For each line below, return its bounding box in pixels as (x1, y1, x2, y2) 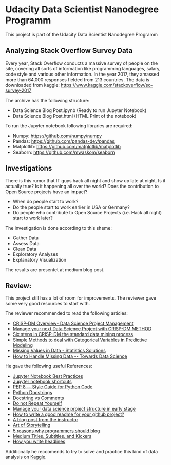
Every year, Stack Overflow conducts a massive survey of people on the (5, 60, 158, 66)
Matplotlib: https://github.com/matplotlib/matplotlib (12, 143, 121, 150)
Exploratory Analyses (12, 251, 58, 257)
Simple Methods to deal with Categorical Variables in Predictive (12, 337, 147, 343)
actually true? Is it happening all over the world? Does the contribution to (5, 183, 159, 189)
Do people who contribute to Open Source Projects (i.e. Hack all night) (12, 209, 162, 215)
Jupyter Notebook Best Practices (12, 373, 83, 379)
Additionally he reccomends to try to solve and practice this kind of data (5, 449, 158, 455)
